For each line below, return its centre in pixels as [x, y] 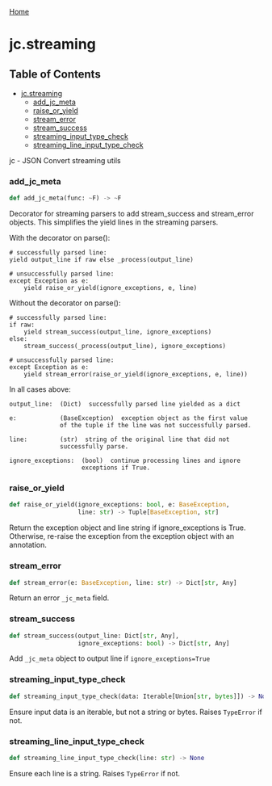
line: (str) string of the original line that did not [119, 439]
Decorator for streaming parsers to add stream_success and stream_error [132, 214]
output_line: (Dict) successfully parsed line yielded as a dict [125, 404]
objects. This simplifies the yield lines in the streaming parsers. [114, 222]
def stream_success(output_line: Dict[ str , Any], [94, 636]
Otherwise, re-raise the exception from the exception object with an [122, 536]
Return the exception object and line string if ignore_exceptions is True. [128, 528]
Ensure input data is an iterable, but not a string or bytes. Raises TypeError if [136, 712]
